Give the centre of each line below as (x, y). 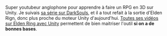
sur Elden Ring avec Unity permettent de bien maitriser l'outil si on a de (80, 23)
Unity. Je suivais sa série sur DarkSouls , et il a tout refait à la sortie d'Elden (84, 13)
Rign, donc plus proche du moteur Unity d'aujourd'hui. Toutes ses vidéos (82, 18)
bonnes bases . (21, 29)
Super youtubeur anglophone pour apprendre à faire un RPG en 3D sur (79, 7)
